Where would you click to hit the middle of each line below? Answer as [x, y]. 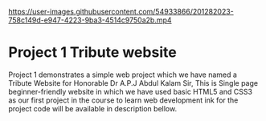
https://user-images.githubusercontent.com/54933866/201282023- [121, 12]
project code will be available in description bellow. [93, 108]
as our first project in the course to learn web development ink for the [123, 100]
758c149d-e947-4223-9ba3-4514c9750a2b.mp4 [90, 20]
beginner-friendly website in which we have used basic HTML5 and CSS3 [131, 91]
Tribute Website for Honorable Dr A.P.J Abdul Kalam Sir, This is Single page [133, 83]
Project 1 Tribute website [92, 52]
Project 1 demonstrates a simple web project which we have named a [123, 75]
